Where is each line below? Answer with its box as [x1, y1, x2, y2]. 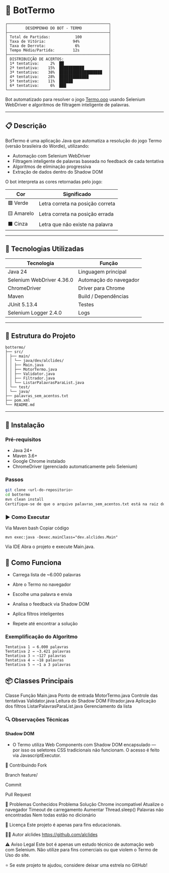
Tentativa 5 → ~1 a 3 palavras [5, 662, 71, 668]
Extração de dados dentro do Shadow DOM [12, 169, 103, 175]
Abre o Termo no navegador [12, 581, 71, 587]
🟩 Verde [8, 199, 29, 206]
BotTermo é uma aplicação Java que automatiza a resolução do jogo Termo [5, 137, 162, 143]
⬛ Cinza [8, 220, 28, 227]
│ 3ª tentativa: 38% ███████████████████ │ [5, 70, 112, 75]
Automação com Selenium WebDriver [12, 152, 91, 158]
